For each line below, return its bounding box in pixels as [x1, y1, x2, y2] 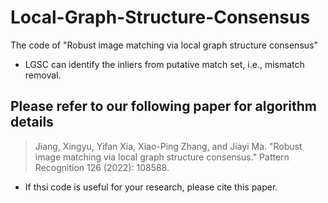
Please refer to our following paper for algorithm [10, 98, 317, 115]
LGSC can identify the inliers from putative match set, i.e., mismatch [24, 58, 305, 70]
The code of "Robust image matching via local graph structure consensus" [10, 39, 318, 51]
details [10, 114, 54, 131]
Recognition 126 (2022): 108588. [34, 161, 170, 173]
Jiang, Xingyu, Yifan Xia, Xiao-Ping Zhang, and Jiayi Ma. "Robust [34, 140, 303, 152]
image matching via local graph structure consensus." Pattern [34, 151, 290, 163]
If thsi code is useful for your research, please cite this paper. [24, 181, 278, 193]
